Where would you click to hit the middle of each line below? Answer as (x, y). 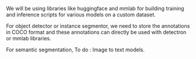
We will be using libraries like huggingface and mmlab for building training (95, 8)
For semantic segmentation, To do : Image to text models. (75, 50)
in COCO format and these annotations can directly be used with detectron (96, 32)
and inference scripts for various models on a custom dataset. (81, 15)
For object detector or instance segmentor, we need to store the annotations (98, 26)
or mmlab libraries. (29, 38)
